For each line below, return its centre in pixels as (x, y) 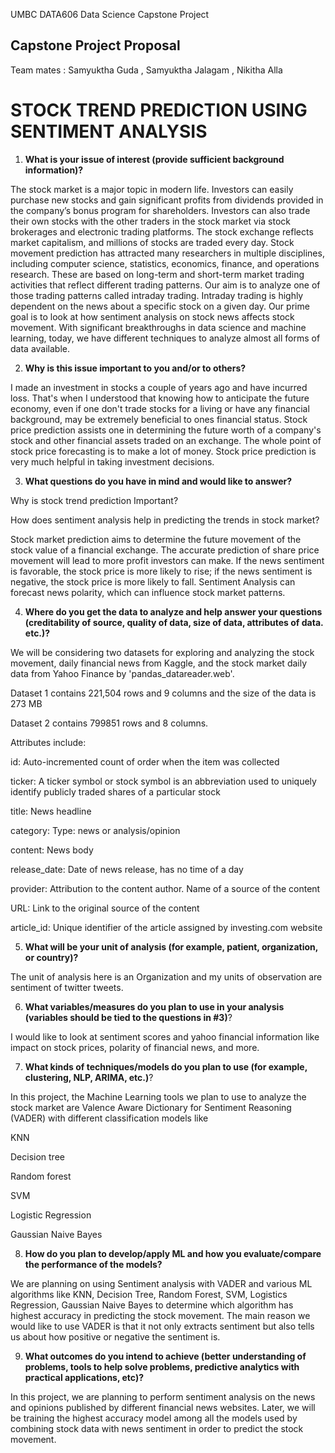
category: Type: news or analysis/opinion (95, 830)
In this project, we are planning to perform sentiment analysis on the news (163, 1396)
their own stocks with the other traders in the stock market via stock (150, 221)
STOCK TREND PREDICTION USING (159, 110)
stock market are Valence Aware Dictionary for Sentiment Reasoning (151, 1107)
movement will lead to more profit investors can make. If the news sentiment (167, 560)
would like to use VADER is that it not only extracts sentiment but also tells (162, 1326)
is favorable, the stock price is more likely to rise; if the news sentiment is (161, 571)
